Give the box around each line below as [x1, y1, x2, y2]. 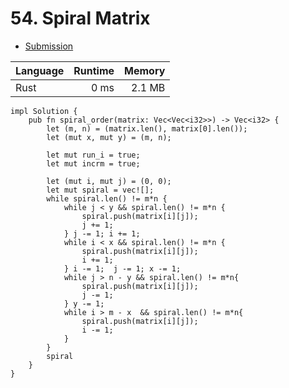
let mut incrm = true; [46, 158, 141, 169]
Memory [124, 63, 166, 77]
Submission [24, 40, 74, 52]
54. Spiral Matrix [10, 7, 151, 30]
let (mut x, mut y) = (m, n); [46, 132, 172, 142]
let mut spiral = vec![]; [46, 185, 155, 195]
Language [15, 63, 65, 77]
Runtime [73, 63, 115, 77]
